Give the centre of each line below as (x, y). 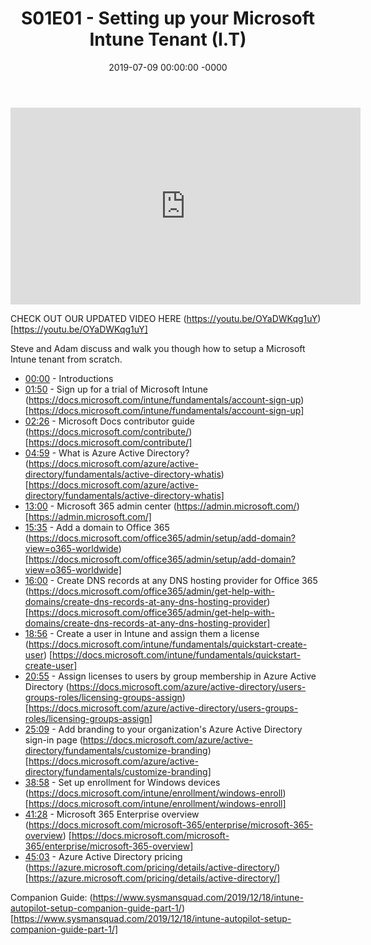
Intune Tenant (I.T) (168, 39)
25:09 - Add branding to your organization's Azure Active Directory (163, 729)
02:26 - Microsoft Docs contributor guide (109, 421)
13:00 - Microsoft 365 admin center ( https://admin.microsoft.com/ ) (162, 506)
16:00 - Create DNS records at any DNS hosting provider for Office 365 (171, 580)
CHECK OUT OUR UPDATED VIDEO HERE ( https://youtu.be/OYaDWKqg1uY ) (166, 318)
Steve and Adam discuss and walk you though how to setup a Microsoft (158, 348)
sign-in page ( (53, 739)
